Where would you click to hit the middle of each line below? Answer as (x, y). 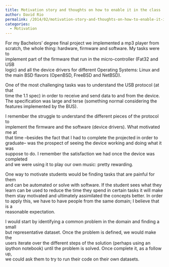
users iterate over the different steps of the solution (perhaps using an (78, 243)
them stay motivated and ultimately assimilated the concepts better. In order (84, 196)
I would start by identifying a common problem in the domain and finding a (82, 222)
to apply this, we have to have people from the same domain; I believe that (82, 201)
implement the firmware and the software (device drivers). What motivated (82, 127)
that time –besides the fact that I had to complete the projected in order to (82, 138)
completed (16, 159)
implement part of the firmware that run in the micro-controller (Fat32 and (82, 59)
